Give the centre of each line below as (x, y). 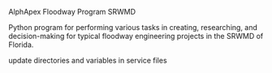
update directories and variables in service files (88, 60)
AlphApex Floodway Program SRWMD (72, 12)
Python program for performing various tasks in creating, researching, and (133, 27)
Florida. (21, 45)
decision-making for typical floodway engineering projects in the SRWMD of (136, 36)
